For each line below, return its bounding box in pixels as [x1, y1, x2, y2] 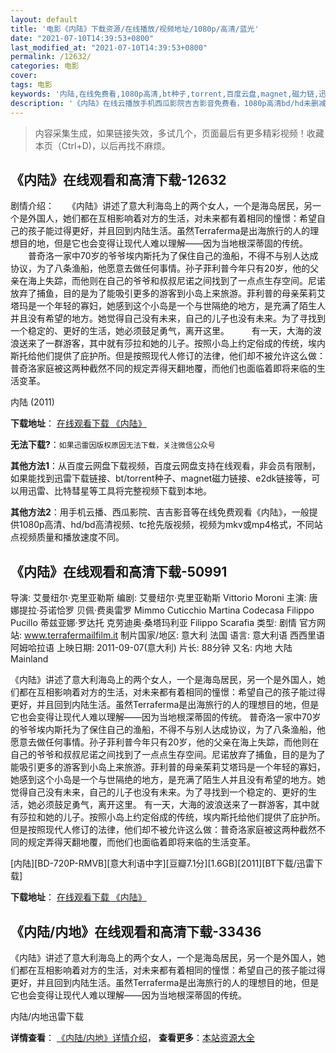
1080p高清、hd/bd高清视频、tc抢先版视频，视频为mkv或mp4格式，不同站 [18, 519, 323, 531]
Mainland [10, 653, 49, 665]
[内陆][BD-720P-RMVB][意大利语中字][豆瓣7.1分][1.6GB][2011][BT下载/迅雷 [10, 857, 315, 870]
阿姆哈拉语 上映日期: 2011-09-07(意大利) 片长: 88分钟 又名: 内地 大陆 [10, 642, 293, 654]
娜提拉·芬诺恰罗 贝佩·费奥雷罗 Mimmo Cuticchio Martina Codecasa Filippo [10, 604, 315, 616]
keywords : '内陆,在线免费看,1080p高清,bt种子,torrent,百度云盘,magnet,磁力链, [10, 89, 320, 99]
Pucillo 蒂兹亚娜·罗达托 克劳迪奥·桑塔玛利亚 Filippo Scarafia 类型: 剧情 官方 [10, 617, 317, 629]
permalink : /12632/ [10, 52, 92, 62]
